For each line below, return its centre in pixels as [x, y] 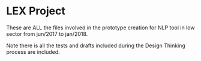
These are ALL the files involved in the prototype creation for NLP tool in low [100, 28]
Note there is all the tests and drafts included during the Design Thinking [96, 45]
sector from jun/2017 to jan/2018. [47, 33]
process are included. [33, 51]
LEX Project [36, 11]
